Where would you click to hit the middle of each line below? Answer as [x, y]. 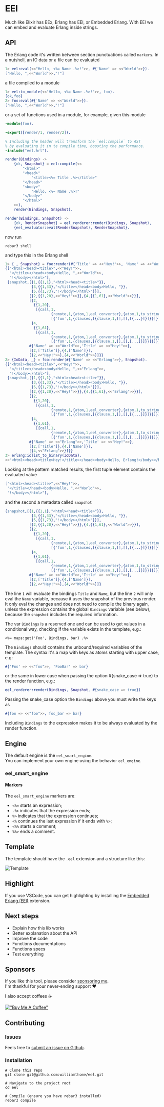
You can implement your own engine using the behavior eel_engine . [73, 760]
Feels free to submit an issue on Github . [45, 1047]
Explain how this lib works [38, 928]
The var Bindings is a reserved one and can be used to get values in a [75, 624]
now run [13, 237]
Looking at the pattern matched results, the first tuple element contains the [80, 469]
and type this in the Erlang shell [37, 255]
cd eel [12, 1088]
